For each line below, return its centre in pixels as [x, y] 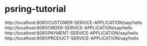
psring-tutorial [35, 9]
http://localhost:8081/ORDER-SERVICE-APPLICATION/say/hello [69, 27]
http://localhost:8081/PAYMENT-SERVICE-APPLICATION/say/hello [72, 33]
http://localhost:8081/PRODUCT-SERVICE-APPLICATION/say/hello [72, 38]
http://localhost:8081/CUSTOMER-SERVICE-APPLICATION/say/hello [73, 23]
